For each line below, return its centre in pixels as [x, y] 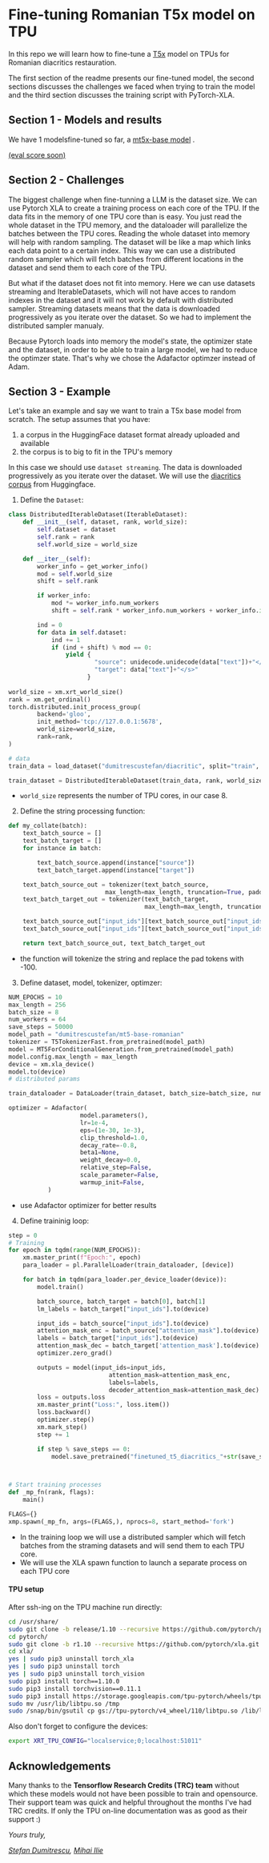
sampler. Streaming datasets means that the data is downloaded [114, 308]
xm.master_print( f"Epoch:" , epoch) [82, 1258]
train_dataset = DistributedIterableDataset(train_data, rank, [116, 781]
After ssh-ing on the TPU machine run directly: [85, 1607]
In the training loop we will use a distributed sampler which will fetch [132, 1537]
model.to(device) [37, 1072]
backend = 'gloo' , [64, 714]
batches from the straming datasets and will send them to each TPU [132, 1545]
